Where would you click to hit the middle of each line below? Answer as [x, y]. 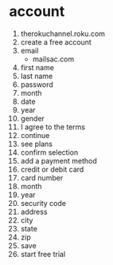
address [34, 212]
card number [42, 177]
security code [43, 203]
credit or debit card [52, 169]
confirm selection [49, 152]
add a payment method [59, 160]
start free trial [43, 254]
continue [35, 135]
